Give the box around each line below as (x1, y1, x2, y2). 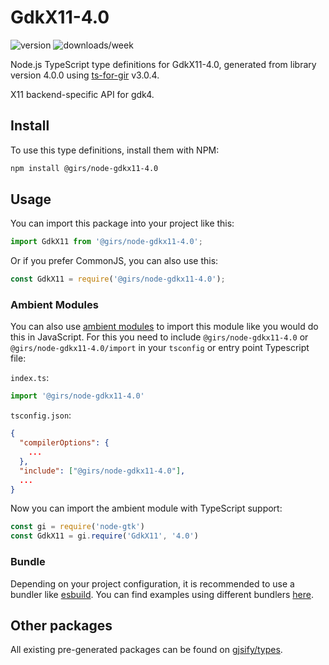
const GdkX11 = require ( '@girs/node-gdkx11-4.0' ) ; (10, 274, 226, 285)
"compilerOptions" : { (19, 438, 110, 448)
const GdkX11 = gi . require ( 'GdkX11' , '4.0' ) (10, 531, 199, 541)
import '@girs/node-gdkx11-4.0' (10, 391, 145, 401)
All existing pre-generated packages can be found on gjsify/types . (10, 644, 283, 656)
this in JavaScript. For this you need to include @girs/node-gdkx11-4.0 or (10, 331, 309, 343)
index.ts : (10, 372, 50, 384)
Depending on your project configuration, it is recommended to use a (10, 577, 295, 590)
